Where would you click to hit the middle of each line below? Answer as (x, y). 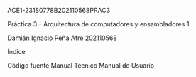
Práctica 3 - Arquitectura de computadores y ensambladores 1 (98, 24)
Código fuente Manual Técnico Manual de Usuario (81, 66)
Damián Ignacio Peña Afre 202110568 (62, 38)
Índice (17, 52)
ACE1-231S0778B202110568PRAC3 (59, 10)
